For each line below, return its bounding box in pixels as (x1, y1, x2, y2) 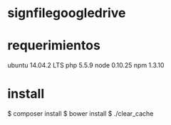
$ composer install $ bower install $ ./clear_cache (7, 109, 154, 118)
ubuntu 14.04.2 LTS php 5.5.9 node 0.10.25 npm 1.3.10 (7, 61, 165, 70)
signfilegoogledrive (7, 5, 126, 21)
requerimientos (7, 38, 101, 54)
